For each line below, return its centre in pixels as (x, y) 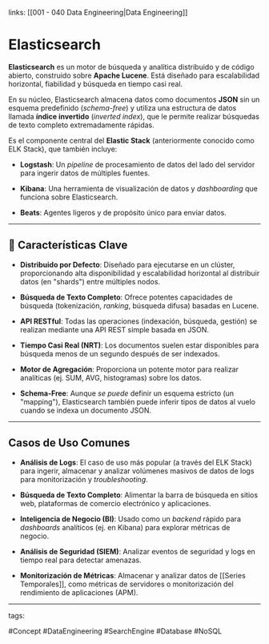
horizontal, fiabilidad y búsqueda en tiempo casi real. (96, 83)
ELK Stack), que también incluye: (63, 149)
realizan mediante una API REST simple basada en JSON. (114, 329)
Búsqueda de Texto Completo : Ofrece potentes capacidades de (126, 297)
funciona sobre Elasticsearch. (69, 197)
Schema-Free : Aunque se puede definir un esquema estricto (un (127, 393)
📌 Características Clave (68, 246)
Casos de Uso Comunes (69, 443)
